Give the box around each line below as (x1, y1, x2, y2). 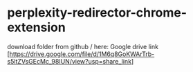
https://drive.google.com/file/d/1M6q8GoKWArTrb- (9, 50, 155, 58)
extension (7, 19, 66, 35)
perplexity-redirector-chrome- (7, 5, 187, 21)
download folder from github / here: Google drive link (7, 42, 159, 51)
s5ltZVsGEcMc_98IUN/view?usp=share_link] (7, 57, 134, 65)
